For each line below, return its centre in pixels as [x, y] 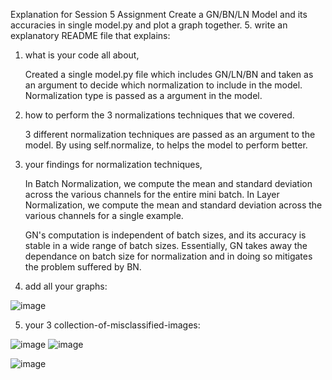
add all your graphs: [66, 286]
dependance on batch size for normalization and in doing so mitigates [168, 256]
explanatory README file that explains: [90, 35]
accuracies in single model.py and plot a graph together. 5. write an [149, 25]
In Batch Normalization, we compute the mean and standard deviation [168, 183]
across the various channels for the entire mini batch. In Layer [152, 194]
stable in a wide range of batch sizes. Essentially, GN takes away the [166, 245]
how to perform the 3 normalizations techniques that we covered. [159, 115]
